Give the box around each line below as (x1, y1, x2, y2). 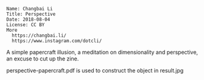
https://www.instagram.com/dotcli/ (12, 38, 102, 44)
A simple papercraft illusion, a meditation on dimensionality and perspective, (6, 49, 199, 56)
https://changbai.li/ (12, 32, 67, 38)
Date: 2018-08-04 (6, 16, 51, 23)
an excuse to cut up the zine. (6, 55, 79, 62)
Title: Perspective (6, 11, 56, 17)
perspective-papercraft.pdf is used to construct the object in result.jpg (6, 67, 184, 74)
